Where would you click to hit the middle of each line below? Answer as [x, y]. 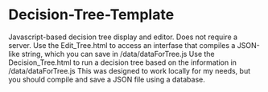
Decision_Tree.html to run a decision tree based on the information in [123, 62]
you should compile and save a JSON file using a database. [107, 79]
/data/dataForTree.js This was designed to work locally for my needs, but [130, 70]
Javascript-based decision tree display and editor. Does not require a [123, 37]
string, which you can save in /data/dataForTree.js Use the [118, 54]
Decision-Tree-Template [91, 15]
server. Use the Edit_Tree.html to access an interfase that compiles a [122, 45]
